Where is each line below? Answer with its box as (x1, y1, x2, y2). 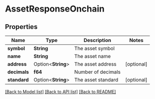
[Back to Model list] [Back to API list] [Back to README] (5, 89, 116, 95)
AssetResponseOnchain (5, 3, 105, 14)
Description (83, 37, 111, 43)
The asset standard (74, 76, 119, 83)
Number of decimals (74, 69, 121, 75)
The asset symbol (74, 45, 115, 52)
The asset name (74, 53, 111, 59)
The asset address (74, 61, 117, 67)
